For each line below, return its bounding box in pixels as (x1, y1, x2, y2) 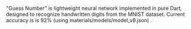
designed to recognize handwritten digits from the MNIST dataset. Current (6, 11, 185, 18)
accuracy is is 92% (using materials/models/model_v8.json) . (6, 17, 152, 23)
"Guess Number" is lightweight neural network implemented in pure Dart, (6, 5, 182, 11)
